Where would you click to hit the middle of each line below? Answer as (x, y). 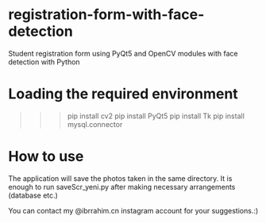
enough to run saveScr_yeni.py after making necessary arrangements (122, 186)
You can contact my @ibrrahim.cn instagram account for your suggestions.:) (133, 210)
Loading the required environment (123, 94)
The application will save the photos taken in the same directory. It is (120, 178)
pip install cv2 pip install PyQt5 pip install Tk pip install (156, 116)
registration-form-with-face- (106, 15)
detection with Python (44, 62)
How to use (46, 157)
